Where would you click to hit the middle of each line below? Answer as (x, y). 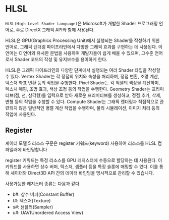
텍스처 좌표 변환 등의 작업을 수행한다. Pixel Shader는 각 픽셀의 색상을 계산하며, (83, 82)
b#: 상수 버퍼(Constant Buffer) (43, 194)
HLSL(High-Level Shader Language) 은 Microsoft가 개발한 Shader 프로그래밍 (81, 23)
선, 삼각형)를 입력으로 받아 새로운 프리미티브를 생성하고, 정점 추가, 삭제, (91, 95)
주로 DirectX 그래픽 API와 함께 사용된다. (55, 30)
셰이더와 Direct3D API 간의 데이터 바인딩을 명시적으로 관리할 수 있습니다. (82, 173)
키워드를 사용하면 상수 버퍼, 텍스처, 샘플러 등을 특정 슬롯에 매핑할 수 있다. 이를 (82, 167)
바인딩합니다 (35, 149)
